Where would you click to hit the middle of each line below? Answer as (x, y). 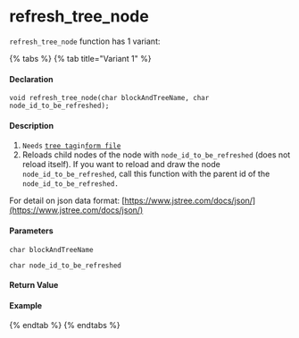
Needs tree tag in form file (71, 146)
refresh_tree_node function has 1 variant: (85, 41)
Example (26, 305)
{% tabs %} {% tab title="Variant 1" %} (80, 58)
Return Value (34, 285)
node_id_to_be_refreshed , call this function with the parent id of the (146, 174)
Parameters (31, 231)
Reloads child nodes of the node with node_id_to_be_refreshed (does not (156, 155)
